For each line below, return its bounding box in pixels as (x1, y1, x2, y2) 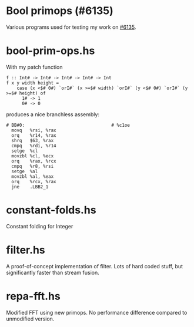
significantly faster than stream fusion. (6, 269, 99, 276)
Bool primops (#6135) (6, 4, 113, 18)
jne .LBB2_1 (11, 184, 49, 190)
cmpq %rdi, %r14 (11, 143, 57, 149)
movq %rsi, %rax (11, 127, 57, 133)
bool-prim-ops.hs (6, 44, 95, 58)
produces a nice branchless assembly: (6, 110, 100, 118)
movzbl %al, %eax (11, 173, 54, 180)
